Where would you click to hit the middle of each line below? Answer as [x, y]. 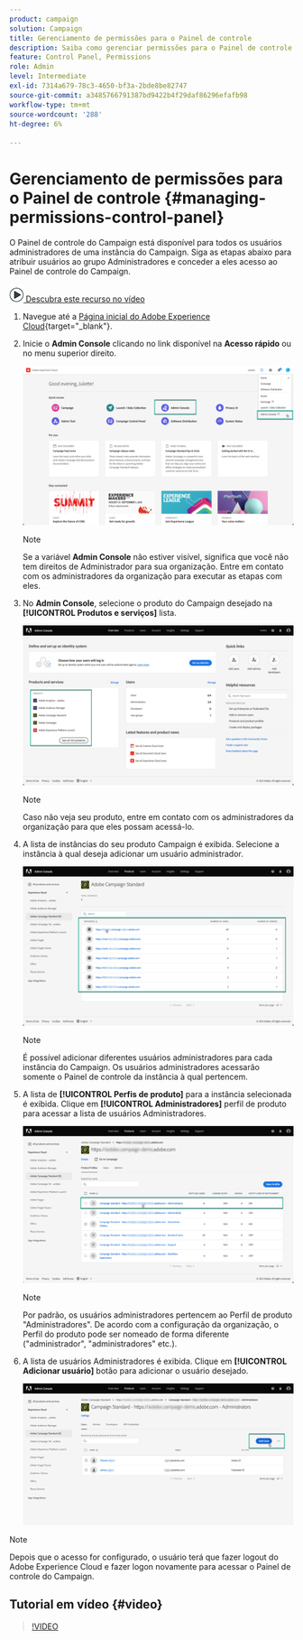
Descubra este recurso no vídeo [86, 299]
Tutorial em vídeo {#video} [86, 1604]
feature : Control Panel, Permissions [80, 57]
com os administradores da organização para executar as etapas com [152, 576]
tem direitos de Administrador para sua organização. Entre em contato [153, 567]
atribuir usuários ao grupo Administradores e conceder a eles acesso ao [143, 262]
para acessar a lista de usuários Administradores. [114, 1113]
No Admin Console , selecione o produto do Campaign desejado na [147, 603]
